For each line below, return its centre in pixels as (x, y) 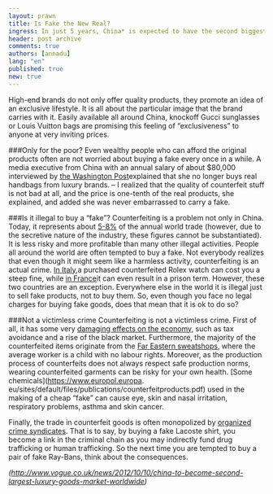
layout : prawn (32, 16)
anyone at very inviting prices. (59, 134)
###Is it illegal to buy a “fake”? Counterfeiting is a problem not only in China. (136, 217)
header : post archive (45, 39)
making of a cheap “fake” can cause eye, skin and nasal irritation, (118, 398)
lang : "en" (27, 62)
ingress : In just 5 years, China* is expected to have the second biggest (138, 31)
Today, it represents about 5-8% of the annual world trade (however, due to (135, 226)
